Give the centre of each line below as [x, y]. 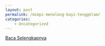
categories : [18, 19]
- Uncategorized [32, 24]
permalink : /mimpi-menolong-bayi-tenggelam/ [53, 14]
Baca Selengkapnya [26, 38]
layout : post [19, 10]
